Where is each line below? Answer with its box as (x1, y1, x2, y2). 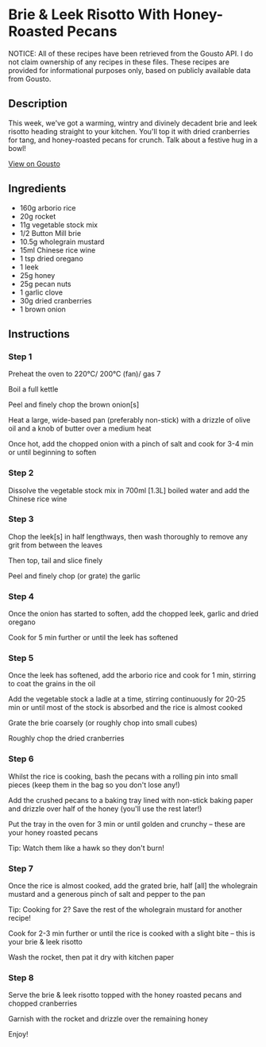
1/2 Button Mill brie (19, 228, 82, 238)
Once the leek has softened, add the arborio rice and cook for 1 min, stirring (8, 670, 256, 680)
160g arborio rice (19, 203, 76, 212)
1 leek (19, 262, 39, 272)
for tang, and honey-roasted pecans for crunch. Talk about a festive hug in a (8, 135, 258, 145)
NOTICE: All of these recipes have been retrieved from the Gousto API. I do (8, 48, 253, 58)
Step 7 (8, 863, 33, 874)
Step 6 (8, 753, 34, 764)
